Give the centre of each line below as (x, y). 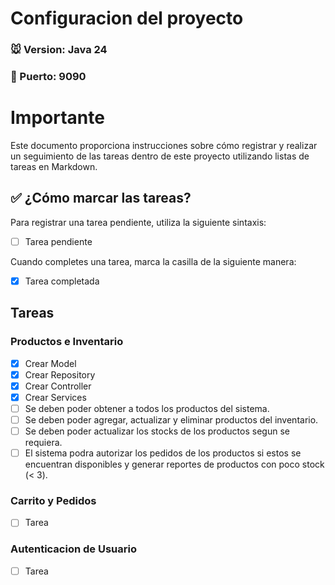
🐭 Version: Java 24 (59, 50)
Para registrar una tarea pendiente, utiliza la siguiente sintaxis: (138, 222)
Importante (57, 118)
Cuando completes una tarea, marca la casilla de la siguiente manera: (153, 261)
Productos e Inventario (67, 342)
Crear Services (55, 397)
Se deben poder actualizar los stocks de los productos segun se (157, 431)
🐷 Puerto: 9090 (48, 77)
